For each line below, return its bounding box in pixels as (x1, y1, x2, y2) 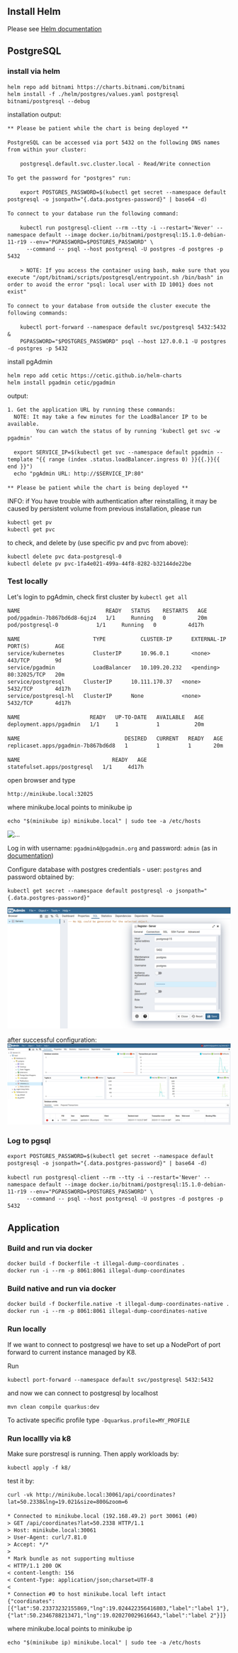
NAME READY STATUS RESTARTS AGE (7, 607, 208, 614)
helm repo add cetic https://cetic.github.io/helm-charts (7, 372, 182, 379)
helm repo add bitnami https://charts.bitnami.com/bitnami (7, 83, 186, 91)
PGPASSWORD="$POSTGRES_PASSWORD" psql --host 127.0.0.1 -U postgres (20, 337, 227, 345)
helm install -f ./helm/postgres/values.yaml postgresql (7, 90, 179, 98)
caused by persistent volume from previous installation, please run (7, 504, 202, 513)
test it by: (7, 1476, 35, 1485)
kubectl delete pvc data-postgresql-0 (7, 553, 122, 560)
